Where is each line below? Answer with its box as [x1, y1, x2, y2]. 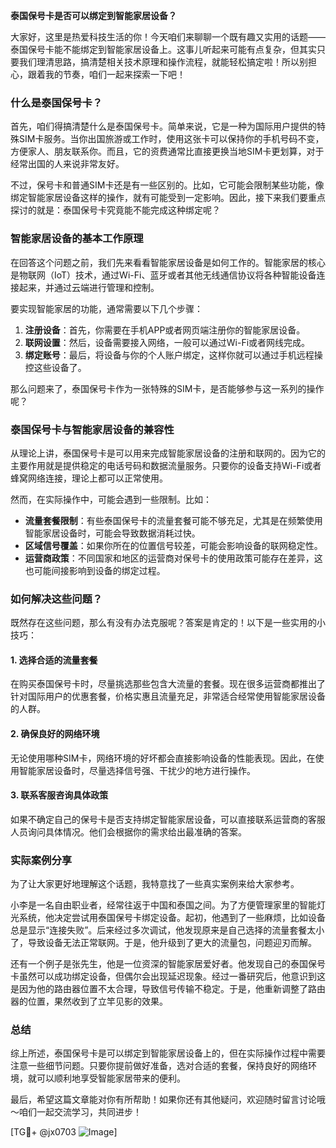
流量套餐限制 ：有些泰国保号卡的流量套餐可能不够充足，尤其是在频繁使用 [24, 514, 323, 526]
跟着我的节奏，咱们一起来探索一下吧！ [27, 69, 186, 80]
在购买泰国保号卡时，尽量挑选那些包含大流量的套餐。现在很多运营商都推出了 [10, 678, 326, 690]
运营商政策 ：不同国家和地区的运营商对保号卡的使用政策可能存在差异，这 [24, 552, 323, 564]
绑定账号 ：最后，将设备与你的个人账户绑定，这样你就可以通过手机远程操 [24, 349, 323, 361]
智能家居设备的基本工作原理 [10, 232, 144, 246]
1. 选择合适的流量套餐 [10, 654, 98, 666]
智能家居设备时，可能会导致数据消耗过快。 [24, 527, 201, 539]
